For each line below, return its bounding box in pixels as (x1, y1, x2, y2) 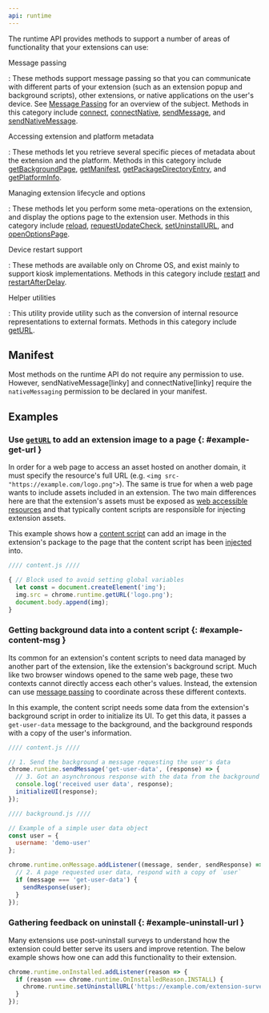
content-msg (8, 635, 61, 646)
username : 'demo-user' (15, 839, 91, 847)
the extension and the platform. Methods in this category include (8, 155, 222, 165)
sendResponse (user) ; (22, 883, 91, 891)
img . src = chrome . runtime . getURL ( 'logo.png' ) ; (15, 591, 174, 599)
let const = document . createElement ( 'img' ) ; (15, 583, 167, 591)
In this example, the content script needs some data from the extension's (8, 702, 250, 712)
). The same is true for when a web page (118, 479, 254, 489)
